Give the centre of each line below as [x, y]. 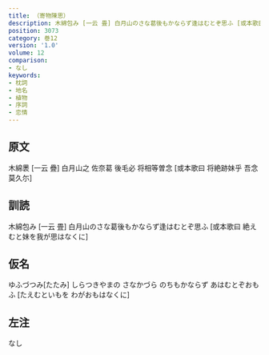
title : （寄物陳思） [39, 16]
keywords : [25, 75]
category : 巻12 [33, 38]
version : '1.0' [34, 46]
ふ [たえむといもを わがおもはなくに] [69, 295]
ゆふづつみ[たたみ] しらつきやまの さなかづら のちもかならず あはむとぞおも [134, 284]
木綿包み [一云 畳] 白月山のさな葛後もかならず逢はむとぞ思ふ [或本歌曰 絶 [129, 226]
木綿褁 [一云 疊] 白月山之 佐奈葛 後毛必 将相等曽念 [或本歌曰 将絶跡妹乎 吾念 [133, 167]
